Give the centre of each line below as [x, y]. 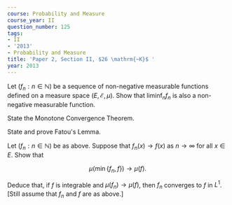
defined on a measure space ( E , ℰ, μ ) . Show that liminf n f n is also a [102, 97]
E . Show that [26, 155]
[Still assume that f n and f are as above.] [66, 195]
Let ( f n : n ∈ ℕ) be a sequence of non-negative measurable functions [108, 87]
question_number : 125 [39, 27]
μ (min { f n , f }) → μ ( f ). [118, 169]
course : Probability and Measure [56, 14]
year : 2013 [23, 66]
